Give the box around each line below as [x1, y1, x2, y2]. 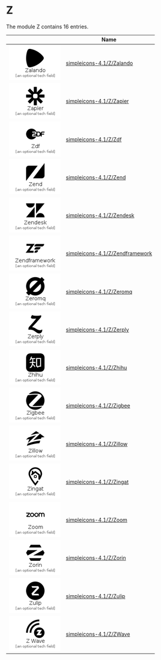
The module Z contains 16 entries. [6, 23, 89, 30]
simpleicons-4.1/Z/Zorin [65, 554, 126, 562]
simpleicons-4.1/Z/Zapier [65, 98, 129, 105]
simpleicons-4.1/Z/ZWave [65, 631, 130, 638]
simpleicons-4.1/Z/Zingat [65, 478, 129, 485]
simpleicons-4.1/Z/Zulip [65, 592, 126, 599]
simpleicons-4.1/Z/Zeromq [65, 288, 133, 295]
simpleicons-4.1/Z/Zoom [65, 517, 128, 524]
